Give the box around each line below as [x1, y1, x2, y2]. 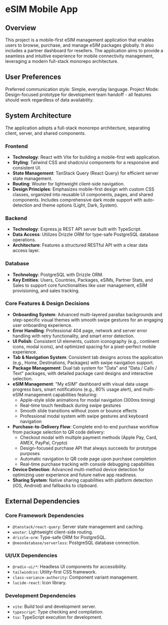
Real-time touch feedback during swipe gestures [20, 402, 121, 408]
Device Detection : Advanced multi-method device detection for [12, 466, 145, 472]
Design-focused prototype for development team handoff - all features [5, 92, 151, 98]
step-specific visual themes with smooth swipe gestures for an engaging [12, 317, 163, 323]
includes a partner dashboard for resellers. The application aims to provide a [5, 48, 163, 53]
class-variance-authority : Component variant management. [12, 574, 139, 580]
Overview [5, 24, 37, 32]
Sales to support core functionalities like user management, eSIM [12, 282, 147, 288]
